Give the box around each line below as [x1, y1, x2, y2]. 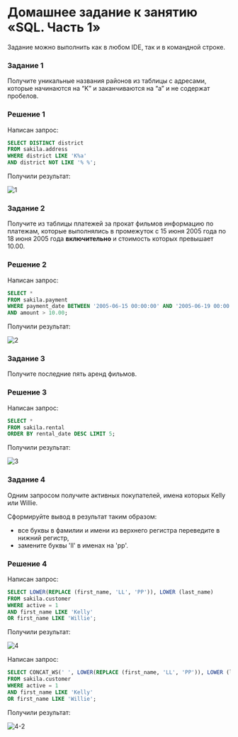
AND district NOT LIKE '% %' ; [7, 159, 97, 167]
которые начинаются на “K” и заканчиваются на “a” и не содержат [7, 84, 210, 93]
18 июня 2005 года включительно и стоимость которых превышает [7, 235, 214, 243]
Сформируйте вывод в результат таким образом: [7, 512, 157, 521]
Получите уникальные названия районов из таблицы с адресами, [7, 77, 207, 85]
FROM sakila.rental [7, 423, 65, 431]
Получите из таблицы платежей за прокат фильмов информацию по [7, 219, 214, 228]
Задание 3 [7, 354, 45, 364]
